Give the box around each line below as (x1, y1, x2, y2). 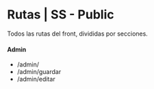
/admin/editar (16, 75, 56, 84)
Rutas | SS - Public (7, 7, 114, 23)
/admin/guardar (16, 68, 62, 76)
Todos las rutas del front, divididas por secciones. (7, 29, 149, 38)
